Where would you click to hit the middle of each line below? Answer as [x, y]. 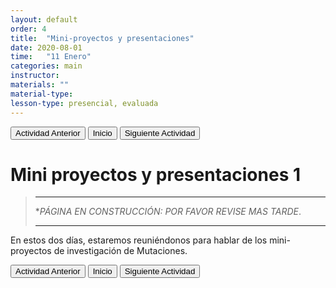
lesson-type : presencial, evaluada [84, 103]
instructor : [35, 76]
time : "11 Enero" [51, 57]
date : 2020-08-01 [46, 47]
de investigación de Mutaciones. [120, 251]
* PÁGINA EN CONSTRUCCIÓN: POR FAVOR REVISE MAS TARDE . [168, 212]
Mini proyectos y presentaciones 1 [156, 174]
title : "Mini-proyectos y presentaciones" [102, 38]
